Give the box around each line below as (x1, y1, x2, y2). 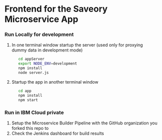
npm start (18, 97, 38, 103)
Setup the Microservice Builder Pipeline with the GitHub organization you (11, 120, 158, 126)
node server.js (18, 70, 49, 75)
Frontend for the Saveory (4, 3, 108, 15)
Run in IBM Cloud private (4, 109, 64, 116)
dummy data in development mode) (11, 47, 83, 53)
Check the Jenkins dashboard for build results (11, 130, 104, 136)
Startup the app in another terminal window (11, 79, 98, 85)
